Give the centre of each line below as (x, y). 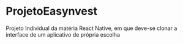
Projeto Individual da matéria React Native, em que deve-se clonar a (91, 28)
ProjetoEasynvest (52, 11)
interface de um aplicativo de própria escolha (63, 34)
